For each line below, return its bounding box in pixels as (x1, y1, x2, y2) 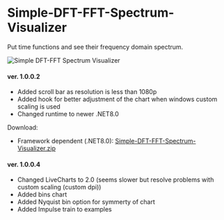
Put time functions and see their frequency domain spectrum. (7, 42, 184, 51)
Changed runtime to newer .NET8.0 (17, 110, 120, 118)
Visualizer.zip (17, 144, 56, 152)
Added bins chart (17, 190, 67, 199)
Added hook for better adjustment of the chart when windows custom (17, 95, 218, 104)
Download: (7, 123, 38, 132)
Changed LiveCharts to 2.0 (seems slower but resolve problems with (17, 175, 214, 184)
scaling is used (17, 102, 61, 111)
